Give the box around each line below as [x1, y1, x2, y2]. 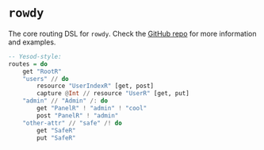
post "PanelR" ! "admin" [36, 111, 119, 120]
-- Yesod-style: [8, 52, 62, 60]
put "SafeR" [36, 133, 77, 142]
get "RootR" [22, 67, 62, 75]
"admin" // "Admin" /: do [22, 97, 109, 105]
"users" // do [22, 75, 69, 83]
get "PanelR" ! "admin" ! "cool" [36, 105, 147, 113]
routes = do [8, 60, 48, 68]
